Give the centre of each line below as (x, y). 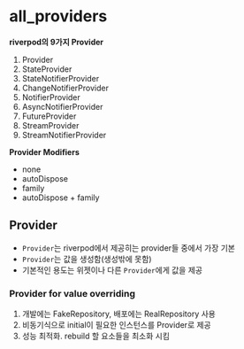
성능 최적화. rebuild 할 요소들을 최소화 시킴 (96, 336)
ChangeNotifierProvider (65, 88)
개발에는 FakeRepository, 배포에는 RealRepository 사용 (119, 314)
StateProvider (47, 69)
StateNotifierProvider (61, 78)
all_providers (58, 16)
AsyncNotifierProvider (62, 106)
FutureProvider (49, 116)
